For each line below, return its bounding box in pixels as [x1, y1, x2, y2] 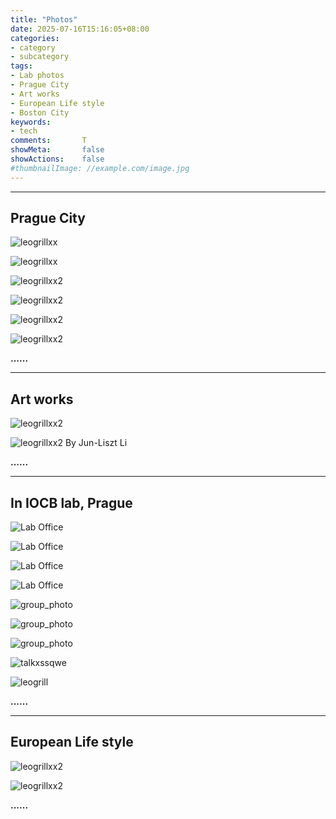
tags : [10, 61, 33, 71]
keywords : [10, 117, 52, 127]
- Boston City [10, 107, 70, 118]
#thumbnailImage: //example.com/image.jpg [10, 163, 190, 173]
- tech [10, 126, 38, 136]
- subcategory [10, 52, 70, 62]
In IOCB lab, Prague [10, 494, 133, 511]
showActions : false [10, 154, 105, 164]
